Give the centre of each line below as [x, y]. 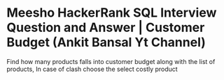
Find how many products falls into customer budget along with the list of [111, 61]
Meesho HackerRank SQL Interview [112, 13]
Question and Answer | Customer [106, 27]
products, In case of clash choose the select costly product [92, 69]
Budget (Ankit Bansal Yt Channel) [106, 42]
